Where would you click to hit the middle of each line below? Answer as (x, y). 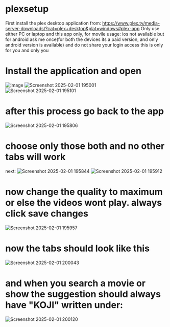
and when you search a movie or (76, 283)
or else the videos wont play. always (84, 202)
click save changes (47, 213)
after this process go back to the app (85, 111)
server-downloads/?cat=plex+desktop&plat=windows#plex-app (72, 28)
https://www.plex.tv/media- (131, 23)
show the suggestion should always (83, 294)
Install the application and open (74, 71)
